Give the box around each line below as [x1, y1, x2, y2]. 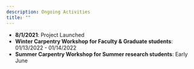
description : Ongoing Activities [6, 8, 91, 15]
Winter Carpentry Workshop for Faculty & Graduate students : [15, 38, 173, 45]
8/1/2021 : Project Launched [15, 31, 85, 38]
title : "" [6, 15, 31, 21]
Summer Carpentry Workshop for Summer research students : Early [15, 50, 189, 57]
